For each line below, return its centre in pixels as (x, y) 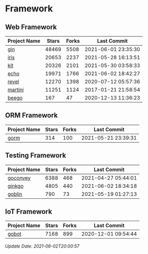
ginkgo (16, 186)
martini (16, 90)
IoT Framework (29, 212)
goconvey (19, 178)
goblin (15, 194)
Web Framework (31, 27)
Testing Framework (36, 155)
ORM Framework (31, 116)
